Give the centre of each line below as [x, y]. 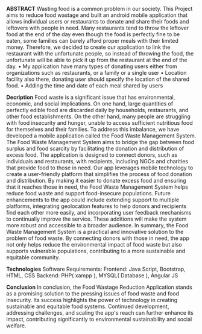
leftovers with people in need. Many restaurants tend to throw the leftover [98, 28]
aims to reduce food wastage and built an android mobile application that [97, 15]
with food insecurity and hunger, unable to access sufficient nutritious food [99, 123]
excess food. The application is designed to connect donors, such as [92, 155]
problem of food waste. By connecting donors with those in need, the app [98, 238]
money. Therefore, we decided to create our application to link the [88, 47]
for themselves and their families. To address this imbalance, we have [93, 129]
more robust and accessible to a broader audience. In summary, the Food [97, 225]
